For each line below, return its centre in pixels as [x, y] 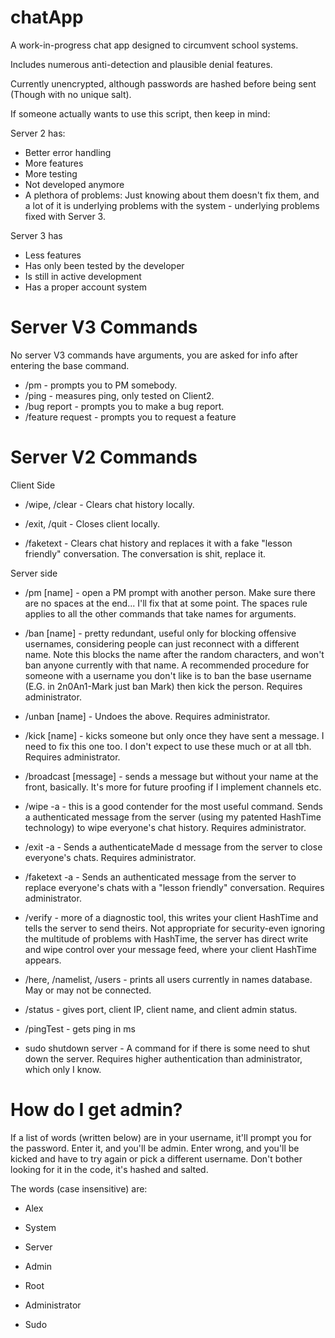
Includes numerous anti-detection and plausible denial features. [141, 64]
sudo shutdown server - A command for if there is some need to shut [167, 1048]
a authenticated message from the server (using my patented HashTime [173, 817]
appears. [43, 960]
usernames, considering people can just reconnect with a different [162, 643]
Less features [53, 255]
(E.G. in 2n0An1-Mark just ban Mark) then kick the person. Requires [163, 686]
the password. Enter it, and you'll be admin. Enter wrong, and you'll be [155, 1148]
